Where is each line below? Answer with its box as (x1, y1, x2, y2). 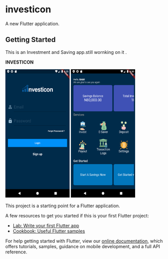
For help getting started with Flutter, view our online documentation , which (5, 237, 163, 244)
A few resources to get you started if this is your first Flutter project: (5, 212, 149, 218)
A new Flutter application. (5, 21, 60, 27)
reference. (5, 249, 27, 255)
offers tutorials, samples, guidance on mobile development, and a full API (5, 243, 160, 249)
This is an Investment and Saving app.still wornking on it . (5, 49, 127, 55)
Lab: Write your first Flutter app (12, 222, 80, 229)
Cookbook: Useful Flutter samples (12, 228, 85, 234)
